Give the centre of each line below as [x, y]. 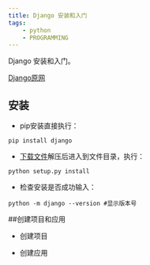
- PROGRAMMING [45, 38]
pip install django [40, 141]
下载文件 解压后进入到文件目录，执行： [82, 157]
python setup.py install [49, 172]
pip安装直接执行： [49, 126]
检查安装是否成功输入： [58, 187]
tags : [17, 23]
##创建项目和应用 [37, 219]
